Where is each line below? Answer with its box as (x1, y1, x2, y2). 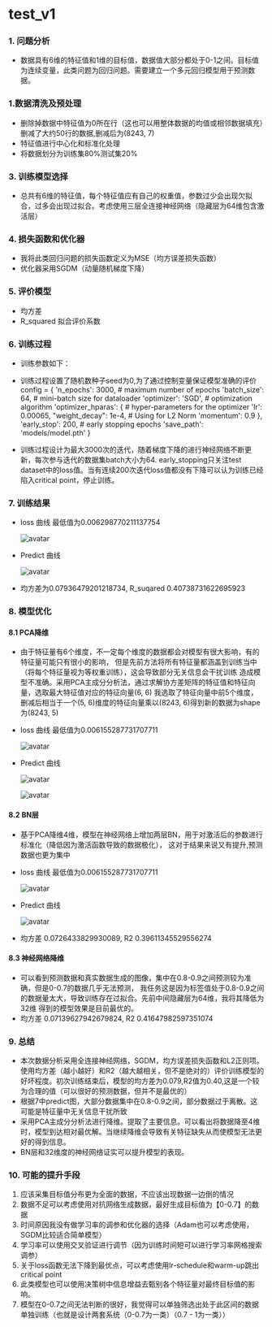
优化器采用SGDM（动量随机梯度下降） (19, 263, 149, 273)
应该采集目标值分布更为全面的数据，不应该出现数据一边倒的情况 (19, 1190, 234, 1199)
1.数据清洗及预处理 (8, 98, 82, 110)
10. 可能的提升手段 (8, 1169, 80, 1181)
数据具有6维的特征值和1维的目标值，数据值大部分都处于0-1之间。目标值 (19, 55, 260, 65)
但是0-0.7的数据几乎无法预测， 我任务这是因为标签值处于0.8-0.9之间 (34, 982, 265, 992)
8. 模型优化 (8, 606, 52, 618)
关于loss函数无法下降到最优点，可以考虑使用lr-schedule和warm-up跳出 (19, 1260, 260, 1270)
